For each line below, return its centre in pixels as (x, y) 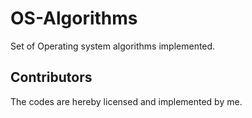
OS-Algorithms (74, 18)
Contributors (51, 77)
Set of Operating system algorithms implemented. (113, 46)
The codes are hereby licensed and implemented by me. (126, 101)
